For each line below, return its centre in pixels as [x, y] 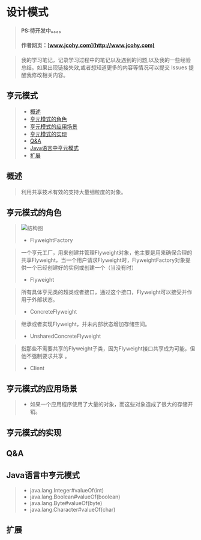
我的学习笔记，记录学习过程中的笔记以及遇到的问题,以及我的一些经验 [106, 60]
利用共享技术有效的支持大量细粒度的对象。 [73, 192]
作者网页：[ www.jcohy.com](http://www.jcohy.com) [88, 45]
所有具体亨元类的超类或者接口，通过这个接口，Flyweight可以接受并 [104, 292]
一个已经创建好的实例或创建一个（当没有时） [81, 268]
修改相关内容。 [50, 75]
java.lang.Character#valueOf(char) [73, 509]
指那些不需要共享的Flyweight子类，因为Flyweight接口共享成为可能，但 [108, 349]
